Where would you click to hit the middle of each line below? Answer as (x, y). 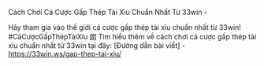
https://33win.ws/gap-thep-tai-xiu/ (65, 54)
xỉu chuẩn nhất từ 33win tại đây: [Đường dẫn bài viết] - (97, 46)
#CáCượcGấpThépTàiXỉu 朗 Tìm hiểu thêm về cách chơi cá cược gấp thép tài (132, 37)
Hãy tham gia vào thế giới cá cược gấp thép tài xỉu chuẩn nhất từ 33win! (125, 27)
